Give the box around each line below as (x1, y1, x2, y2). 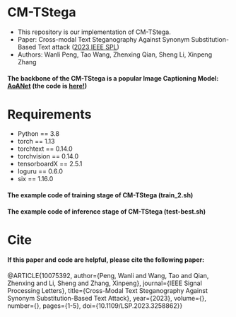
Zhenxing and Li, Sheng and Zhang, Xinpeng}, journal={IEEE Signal (7, 279, 203, 287)
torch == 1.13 (17, 137, 55, 146)
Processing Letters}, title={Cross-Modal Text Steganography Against (7, 287, 208, 295)
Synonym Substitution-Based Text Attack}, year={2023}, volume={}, (7, 294, 207, 303)
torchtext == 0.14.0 (17, 144, 73, 153)
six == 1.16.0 (17, 175, 54, 183)
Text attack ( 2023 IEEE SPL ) (37, 42, 120, 51)
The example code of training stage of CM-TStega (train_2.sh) (7, 191, 194, 200)
